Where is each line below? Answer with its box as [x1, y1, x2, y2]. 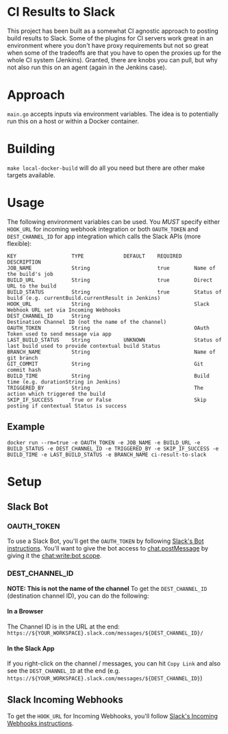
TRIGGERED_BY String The [7, 384, 204, 391]
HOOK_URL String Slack [7, 301, 210, 307]
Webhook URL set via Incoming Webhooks [7, 306, 121, 314]
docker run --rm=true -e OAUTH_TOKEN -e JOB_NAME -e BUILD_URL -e [7, 439, 201, 446]
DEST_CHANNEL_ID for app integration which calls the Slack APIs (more [7, 232, 201, 240]
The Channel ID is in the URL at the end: [7, 622, 120, 631]
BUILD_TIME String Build [7, 372, 210, 379]
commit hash [7, 366, 41, 373]
